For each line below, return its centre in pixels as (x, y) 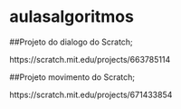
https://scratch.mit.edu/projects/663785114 (90, 59)
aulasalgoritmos (71, 17)
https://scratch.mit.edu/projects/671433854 (91, 94)
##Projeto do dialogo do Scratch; (71, 42)
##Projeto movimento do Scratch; (72, 77)
